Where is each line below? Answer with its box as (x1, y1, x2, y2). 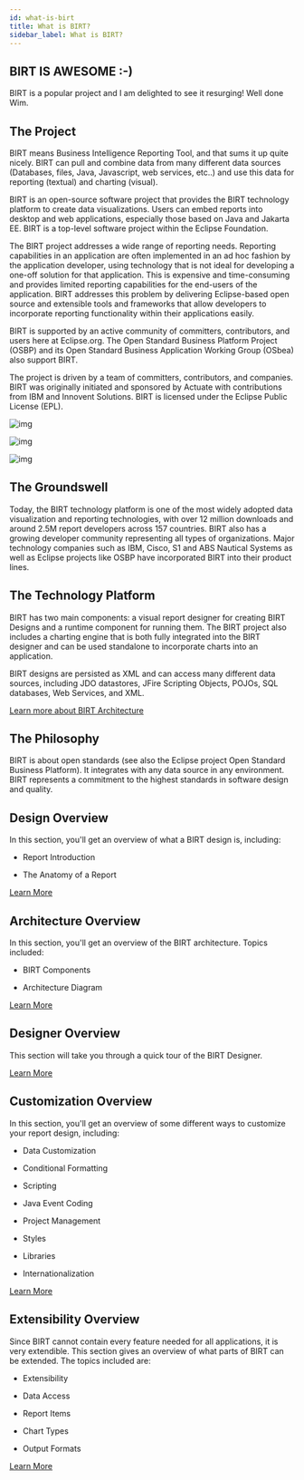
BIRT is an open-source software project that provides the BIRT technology (9, 194, 290, 205)
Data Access (22, 1390, 71, 1401)
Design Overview (9, 810, 109, 826)
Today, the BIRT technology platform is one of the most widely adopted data (9, 504, 294, 515)
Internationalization (22, 1268, 95, 1279)
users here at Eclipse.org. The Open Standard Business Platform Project (9, 335, 278, 345)
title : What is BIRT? (9, 22, 91, 31)
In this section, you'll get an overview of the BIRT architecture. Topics (9, 937, 269, 948)
